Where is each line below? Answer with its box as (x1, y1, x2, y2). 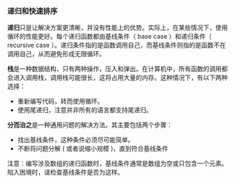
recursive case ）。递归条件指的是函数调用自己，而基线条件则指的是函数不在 (7, 41, 226, 50)
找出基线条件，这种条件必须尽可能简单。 (17, 135, 134, 144)
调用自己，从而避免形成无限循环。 (7, 50, 106, 58)
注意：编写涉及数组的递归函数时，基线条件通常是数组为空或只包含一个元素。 (7, 159, 228, 168)
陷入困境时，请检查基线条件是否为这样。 (7, 168, 124, 177)
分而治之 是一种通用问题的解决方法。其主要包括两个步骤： (7, 121, 173, 129)
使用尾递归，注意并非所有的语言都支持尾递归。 (17, 106, 152, 114)
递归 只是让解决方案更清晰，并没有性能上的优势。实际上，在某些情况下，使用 (7, 23, 228, 32)
